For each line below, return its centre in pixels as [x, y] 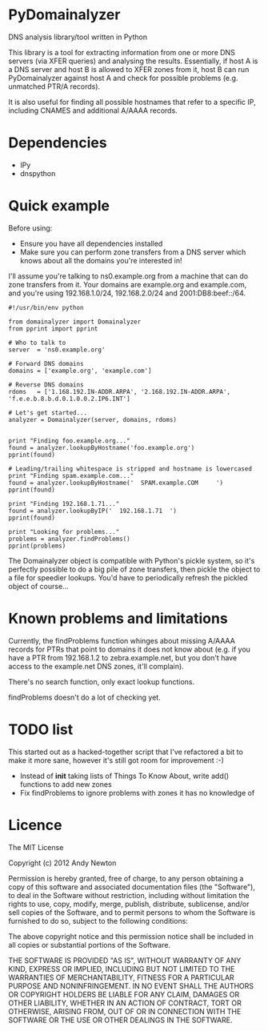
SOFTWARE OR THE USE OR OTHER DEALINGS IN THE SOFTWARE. [120, 1020]
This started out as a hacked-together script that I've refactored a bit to [126, 752]
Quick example [59, 206]
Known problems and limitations [118, 619]
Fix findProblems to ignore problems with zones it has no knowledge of [137, 792]
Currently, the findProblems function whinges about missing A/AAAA [122, 640]
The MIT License [36, 847]
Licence [35, 825]
